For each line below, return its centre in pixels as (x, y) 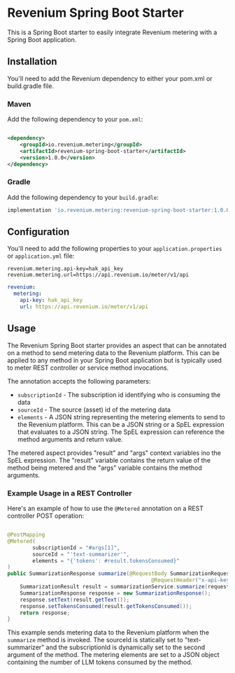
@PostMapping (26, 535)
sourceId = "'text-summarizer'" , (81, 554)
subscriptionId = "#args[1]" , (76, 548)
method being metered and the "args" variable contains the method (105, 468)
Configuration (38, 232)
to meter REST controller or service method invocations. (88, 368)
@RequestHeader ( (175, 580)
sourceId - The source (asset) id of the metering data (94, 410)
